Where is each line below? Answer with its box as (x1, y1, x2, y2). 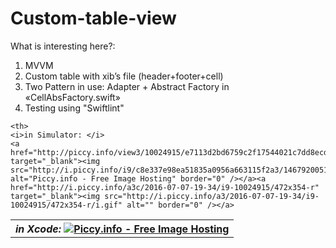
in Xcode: (15, 222, 62, 236)
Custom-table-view (10, 7, 177, 30)
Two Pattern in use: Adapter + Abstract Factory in (24, 80, 230, 92)
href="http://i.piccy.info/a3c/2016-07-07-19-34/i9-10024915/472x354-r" (10, 182, 320, 192)
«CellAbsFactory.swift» (24, 91, 121, 103)
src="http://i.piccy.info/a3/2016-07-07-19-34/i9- (104, 191, 320, 201)
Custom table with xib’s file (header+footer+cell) (24, 70, 224, 82)
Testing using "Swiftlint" (24, 102, 125, 114)
